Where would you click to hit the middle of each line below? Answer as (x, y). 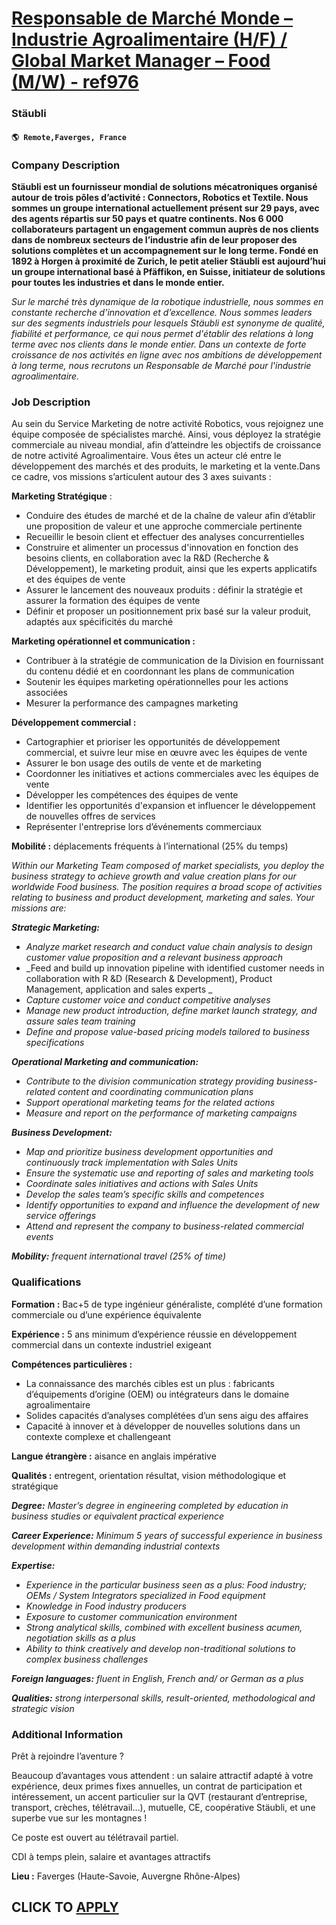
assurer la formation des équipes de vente (113, 601)
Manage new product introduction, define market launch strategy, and (171, 1011)
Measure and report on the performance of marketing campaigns (161, 1113)
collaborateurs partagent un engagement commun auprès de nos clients (165, 229)
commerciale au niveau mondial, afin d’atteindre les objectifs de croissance (166, 445)
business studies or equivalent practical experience (118, 1516)
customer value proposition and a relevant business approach (154, 958)
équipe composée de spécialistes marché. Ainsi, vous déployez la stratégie (166, 434)
